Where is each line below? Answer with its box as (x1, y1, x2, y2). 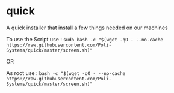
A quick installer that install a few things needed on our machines (6, 24, 168, 31)
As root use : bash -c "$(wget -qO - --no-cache (6, 69, 126, 76)
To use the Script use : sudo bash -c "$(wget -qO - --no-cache (6, 35, 164, 43)
